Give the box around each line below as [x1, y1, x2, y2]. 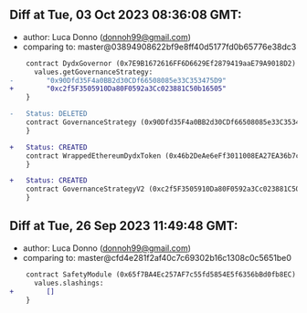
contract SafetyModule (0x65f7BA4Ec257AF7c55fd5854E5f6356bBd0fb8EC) [26, 269, 297, 279]
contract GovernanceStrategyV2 [26, 184, 145, 194]
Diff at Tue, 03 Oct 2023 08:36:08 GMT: [9, 7, 242, 23]
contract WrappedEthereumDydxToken [26, 151, 162, 161]
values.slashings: [33, 278, 104, 287]
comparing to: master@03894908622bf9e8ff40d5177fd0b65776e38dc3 [22, 41, 297, 52]
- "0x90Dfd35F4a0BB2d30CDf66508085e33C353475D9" [9, 76, 227, 85]
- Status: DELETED [9, 110, 89, 119]
